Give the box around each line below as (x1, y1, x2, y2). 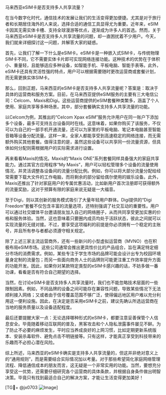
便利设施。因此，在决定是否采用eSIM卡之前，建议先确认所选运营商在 (18, 298, 159, 304)
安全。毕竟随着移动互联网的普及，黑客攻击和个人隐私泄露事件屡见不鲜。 (9, 321, 157, 327)
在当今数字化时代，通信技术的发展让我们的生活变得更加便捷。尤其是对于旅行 (5, 15, 161, 21)
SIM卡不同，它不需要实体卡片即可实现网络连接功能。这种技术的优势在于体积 (5, 56, 161, 62)
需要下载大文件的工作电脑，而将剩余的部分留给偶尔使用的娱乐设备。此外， (9, 174, 161, 180)
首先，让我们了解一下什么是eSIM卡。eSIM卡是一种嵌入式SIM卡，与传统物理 (5, 50, 160, 56)
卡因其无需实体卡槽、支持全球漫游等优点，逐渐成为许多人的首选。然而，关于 (5, 27, 161, 33)
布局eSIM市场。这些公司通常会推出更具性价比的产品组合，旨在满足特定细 (9, 244, 159, 250)
